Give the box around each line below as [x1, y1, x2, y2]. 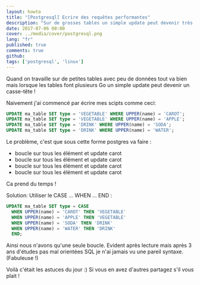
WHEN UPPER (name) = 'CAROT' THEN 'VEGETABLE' [11, 209, 127, 215]
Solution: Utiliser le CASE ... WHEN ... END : [6, 192, 112, 199]
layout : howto [6, 8, 42, 15]
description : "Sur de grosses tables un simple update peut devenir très [6, 20, 193, 26]
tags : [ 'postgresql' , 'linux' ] [6, 58, 84, 64]
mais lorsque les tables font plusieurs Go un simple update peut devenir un [6, 81, 190, 88]
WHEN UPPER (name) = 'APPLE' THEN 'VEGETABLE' [11, 214, 127, 221]
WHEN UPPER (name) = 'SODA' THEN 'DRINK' [11, 220, 113, 226]
